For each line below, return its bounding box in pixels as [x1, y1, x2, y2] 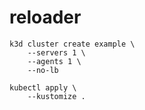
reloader [9, 6, 82, 29]
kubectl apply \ [9, 82, 77, 93]
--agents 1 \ [27, 56, 82, 66]
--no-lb [27, 65, 59, 75]
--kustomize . [27, 91, 86, 101]
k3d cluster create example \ [9, 39, 136, 49]
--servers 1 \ [27, 47, 86, 58]
